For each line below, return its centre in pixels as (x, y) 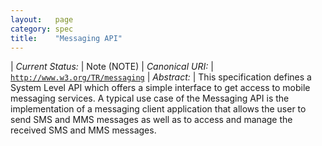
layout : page (42, 19)
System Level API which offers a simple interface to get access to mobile (160, 88)
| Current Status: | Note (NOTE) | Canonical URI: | (112, 67)
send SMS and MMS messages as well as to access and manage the (151, 120)
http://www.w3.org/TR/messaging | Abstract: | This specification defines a (161, 77)
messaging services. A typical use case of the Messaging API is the (150, 98)
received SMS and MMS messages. (83, 130)
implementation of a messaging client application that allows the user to (158, 109)
